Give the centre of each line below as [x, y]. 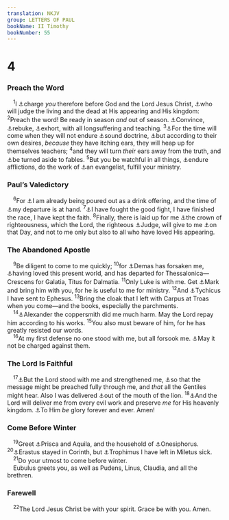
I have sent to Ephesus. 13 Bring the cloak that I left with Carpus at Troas [108, 298]
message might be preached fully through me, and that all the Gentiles [107, 387]
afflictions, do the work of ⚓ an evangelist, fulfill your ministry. [94, 167]
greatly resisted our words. [45, 330]
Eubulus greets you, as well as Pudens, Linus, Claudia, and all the [105, 468]
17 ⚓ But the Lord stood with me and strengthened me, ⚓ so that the [107, 379]
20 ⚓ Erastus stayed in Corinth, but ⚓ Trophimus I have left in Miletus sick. [110, 451]
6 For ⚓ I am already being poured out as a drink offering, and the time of [115, 200]
